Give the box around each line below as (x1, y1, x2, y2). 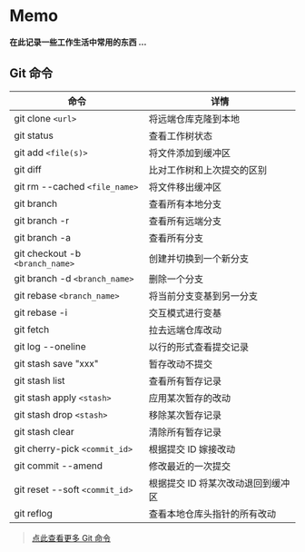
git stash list (14, 374, 65, 387)
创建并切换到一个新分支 (148, 251, 250, 264)
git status (14, 129, 54, 142)
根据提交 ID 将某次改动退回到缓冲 (148, 477, 290, 489)
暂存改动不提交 (148, 358, 213, 370)
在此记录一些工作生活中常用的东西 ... (9, 36, 147, 47)
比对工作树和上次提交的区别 (148, 163, 268, 176)
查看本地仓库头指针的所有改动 (148, 508, 277, 520)
